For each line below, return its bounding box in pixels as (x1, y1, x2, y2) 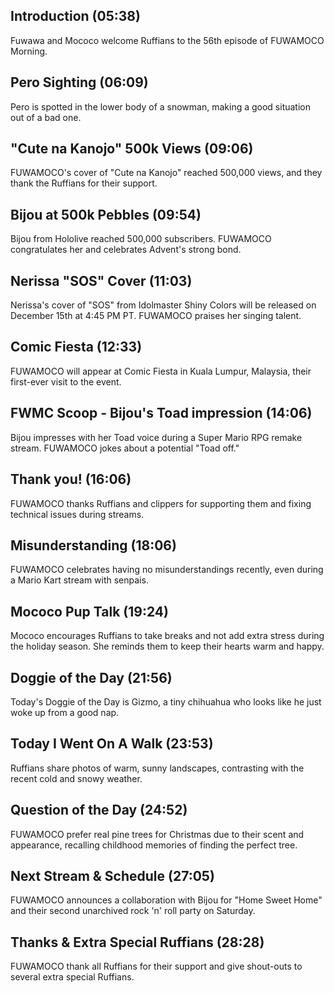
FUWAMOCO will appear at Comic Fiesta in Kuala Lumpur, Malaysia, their (10, 365, 312, 377)
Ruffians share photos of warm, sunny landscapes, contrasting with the (10, 762, 305, 774)
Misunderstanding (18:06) (10, 537, 177, 554)
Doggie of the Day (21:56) (10, 669, 173, 686)
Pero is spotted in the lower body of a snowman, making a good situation (10, 100, 311, 113)
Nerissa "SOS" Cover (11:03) (10, 272, 193, 289)
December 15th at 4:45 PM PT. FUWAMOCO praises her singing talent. (10, 310, 302, 322)
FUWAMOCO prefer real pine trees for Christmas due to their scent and (10, 828, 305, 840)
